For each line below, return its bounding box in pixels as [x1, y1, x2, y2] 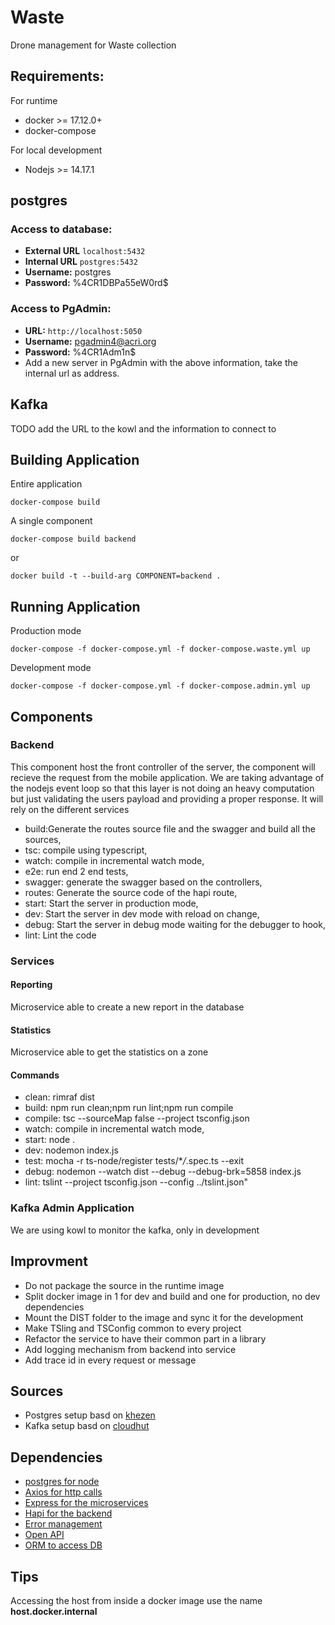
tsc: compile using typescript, [24, 844, 148, 856]
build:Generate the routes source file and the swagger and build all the [24, 822, 316, 835]
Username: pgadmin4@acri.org [24, 335, 157, 347]
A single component [10, 515, 93, 527]
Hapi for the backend [24, 1507, 113, 1520]
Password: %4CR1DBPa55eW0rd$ [24, 277, 169, 289]
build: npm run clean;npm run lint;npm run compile [24, 1102, 234, 1114]
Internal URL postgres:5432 [24, 256, 138, 268]
